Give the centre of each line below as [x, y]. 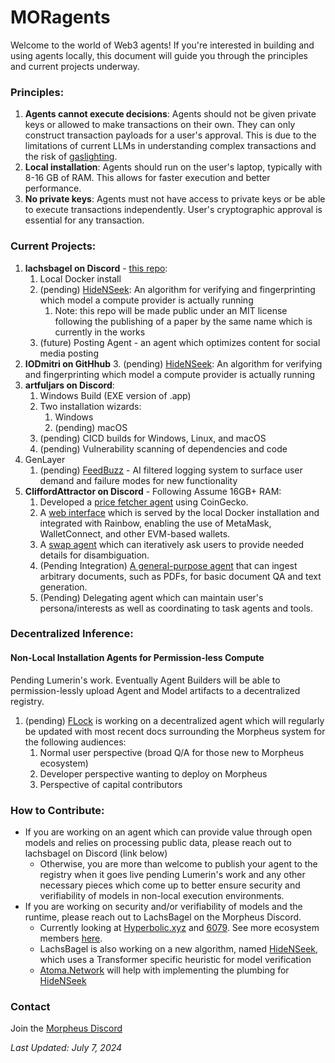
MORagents [60, 17]
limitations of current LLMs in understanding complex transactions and [170, 146]
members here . [71, 938]
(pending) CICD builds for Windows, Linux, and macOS [153, 438]
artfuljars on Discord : [69, 385]
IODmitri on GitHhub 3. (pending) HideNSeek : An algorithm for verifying [173, 363]
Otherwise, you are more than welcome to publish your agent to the [178, 863]
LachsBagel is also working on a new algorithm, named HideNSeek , [179, 948]
